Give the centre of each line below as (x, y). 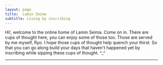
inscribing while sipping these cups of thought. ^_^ (55, 53)
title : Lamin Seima (26, 14)
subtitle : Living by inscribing (38, 18)
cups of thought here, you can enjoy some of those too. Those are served (79, 37)
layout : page (18, 9)
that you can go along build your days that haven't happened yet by (73, 48)
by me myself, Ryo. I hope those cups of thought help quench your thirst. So (81, 43)
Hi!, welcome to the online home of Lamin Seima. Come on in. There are (77, 32)
